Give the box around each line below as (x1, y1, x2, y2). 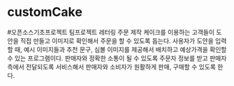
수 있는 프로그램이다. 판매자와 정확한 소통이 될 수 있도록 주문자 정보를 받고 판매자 (7, 53, 227, 62)
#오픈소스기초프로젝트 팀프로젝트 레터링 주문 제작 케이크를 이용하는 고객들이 (7, 28, 215, 36)
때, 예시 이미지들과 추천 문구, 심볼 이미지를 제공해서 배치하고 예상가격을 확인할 (14, 45, 227, 53)
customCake (7, 4, 82, 20)
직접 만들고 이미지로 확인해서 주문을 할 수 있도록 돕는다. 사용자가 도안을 (20, 36, 214, 45)
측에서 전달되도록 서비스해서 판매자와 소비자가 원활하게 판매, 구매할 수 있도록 (7, 62, 217, 71)
